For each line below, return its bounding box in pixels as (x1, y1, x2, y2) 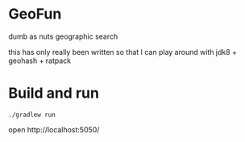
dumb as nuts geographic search (8, 31, 118, 41)
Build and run (8, 84, 99, 102)
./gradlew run (8, 111, 56, 119)
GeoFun (8, 5, 62, 23)
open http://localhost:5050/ (8, 124, 100, 134)
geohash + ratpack (8, 56, 72, 65)
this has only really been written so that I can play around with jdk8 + (8, 47, 238, 56)
